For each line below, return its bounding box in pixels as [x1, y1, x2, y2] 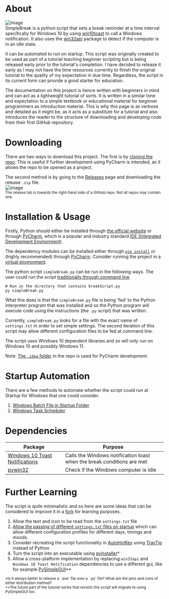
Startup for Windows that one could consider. [5, 392, 100, 398]
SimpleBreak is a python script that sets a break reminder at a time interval [5, 25, 160, 31]
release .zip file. [5, 179, 40, 185]
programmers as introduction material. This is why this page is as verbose [5, 103, 158, 109]
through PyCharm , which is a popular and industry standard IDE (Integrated [5, 233, 161, 239]
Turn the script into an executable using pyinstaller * [12, 550, 120, 556]
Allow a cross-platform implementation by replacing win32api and [12, 555, 148, 561]
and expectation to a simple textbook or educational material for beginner [5, 98, 157, 104]
